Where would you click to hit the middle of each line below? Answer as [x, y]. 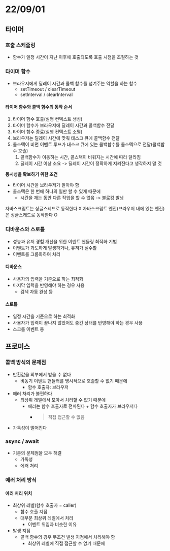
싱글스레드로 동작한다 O [34, 215]
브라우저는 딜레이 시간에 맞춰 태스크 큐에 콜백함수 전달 [66, 138]
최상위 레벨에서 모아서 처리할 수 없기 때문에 [63, 400]
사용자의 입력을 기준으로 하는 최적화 [48, 279]
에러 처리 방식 [21, 480]
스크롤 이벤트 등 [28, 329]
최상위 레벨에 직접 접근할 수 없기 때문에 [66, 543]
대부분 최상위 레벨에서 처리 [47, 518]
